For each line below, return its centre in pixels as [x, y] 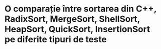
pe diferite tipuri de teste [56, 40]
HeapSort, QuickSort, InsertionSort [77, 29]
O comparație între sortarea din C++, [80, 9]
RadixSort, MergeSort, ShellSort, [72, 19]
